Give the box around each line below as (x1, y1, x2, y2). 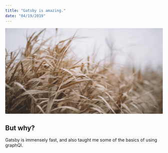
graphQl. (5, 142, 23, 148)
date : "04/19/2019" (5, 13, 46, 18)
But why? (5, 123, 35, 132)
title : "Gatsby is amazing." (5, 8, 66, 13)
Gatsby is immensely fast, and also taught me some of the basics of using (5, 136, 157, 142)
